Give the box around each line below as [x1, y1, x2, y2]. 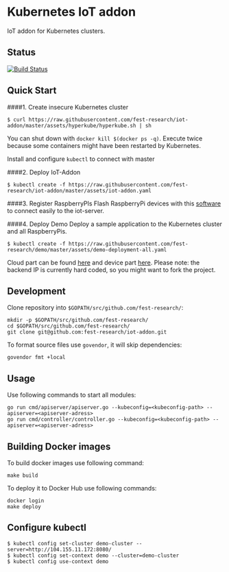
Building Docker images [7, 440, 111, 452]
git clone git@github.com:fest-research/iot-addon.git [7, 329, 167, 336]
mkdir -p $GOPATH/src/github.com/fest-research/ [7, 316, 149, 324]
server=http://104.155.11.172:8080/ [7, 546, 112, 553]
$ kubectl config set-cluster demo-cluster [7, 540, 134, 547]
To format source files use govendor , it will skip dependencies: [7, 340, 182, 349]
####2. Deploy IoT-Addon [7, 168, 81, 176]
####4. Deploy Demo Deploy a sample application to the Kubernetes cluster [7, 220, 223, 228]
